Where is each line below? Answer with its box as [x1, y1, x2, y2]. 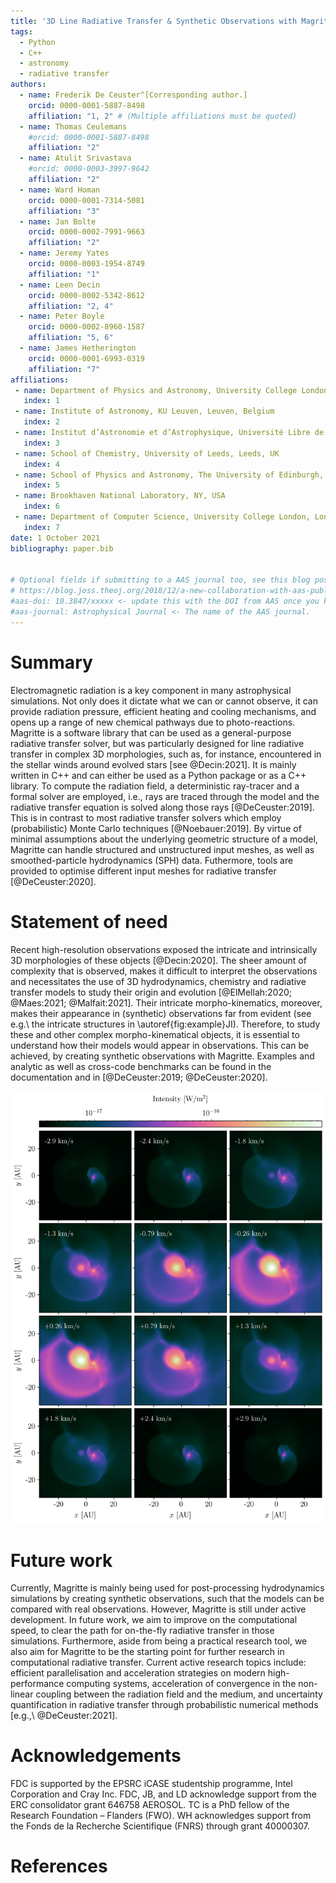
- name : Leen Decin [19, 280, 101, 290]
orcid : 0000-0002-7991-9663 [28, 227, 145, 237]
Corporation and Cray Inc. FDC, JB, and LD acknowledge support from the [10, 1788, 317, 1800]
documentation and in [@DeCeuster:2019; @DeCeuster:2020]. [10, 1071, 268, 1083]
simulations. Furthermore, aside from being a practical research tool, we [10, 1635, 308, 1647]
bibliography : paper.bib [10, 543, 114, 554]
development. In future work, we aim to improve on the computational [10, 1614, 298, 1626]
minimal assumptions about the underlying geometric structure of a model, [10, 833, 318, 845]
